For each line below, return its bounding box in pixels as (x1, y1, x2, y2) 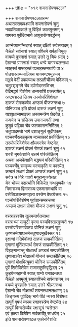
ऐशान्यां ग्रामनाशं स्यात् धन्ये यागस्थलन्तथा (5, 60, 69, 66)
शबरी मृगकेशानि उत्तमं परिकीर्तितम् (5, 151, 58, 157)
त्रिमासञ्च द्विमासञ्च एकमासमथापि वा (5, 186, 62, 192)
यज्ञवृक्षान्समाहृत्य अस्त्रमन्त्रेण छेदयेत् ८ (5, 111, 64, 117)
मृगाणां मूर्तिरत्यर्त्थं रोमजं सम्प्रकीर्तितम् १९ (5, 242, 68, 248)
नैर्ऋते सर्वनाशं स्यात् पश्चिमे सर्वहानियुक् (5, 48, 67, 54)
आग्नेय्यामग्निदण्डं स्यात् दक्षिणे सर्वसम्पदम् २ (5, 42, 72, 48)
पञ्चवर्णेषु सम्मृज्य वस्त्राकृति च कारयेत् (5, 163, 64, 169)
